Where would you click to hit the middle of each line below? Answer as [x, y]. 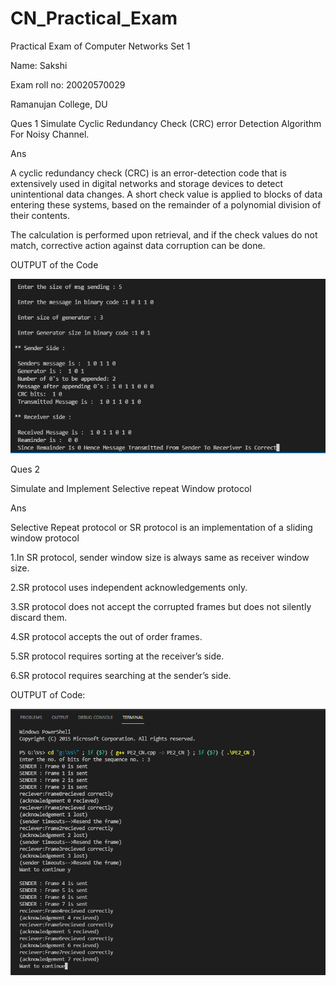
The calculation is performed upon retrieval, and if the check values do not [164, 234]
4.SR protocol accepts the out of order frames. [106, 636]
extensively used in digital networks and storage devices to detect [147, 183]
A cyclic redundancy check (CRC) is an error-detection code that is [148, 173]
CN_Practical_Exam [94, 18]
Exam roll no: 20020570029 [68, 84]
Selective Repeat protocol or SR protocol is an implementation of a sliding [161, 527]
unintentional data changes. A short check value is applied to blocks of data [166, 194]
